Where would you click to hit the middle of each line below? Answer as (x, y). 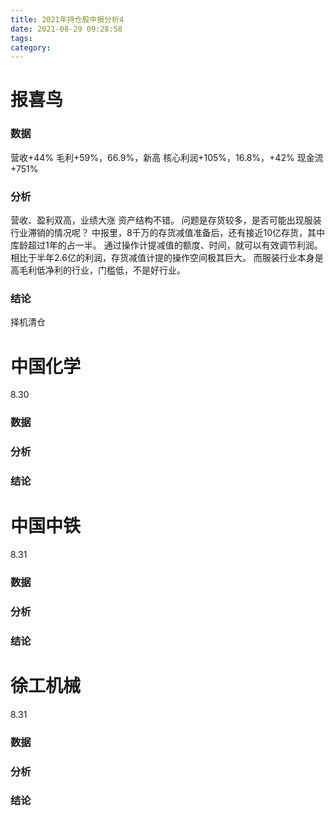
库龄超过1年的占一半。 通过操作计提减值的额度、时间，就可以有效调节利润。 (166, 245)
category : (31, 47)
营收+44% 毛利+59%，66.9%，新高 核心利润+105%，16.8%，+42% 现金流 (167, 157)
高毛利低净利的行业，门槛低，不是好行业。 (98, 270)
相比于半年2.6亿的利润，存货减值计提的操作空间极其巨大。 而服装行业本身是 (167, 258)
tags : (21, 38)
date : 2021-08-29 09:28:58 (66, 29)
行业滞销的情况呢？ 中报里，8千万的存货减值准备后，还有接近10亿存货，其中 (168, 233)
